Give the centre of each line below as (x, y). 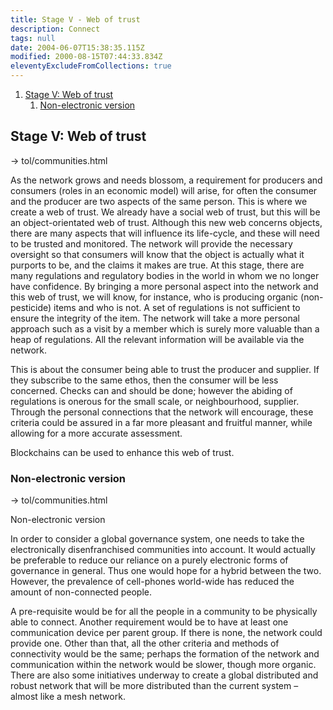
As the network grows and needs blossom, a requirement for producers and (166, 180)
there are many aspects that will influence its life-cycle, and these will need (165, 233)
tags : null (33, 38)
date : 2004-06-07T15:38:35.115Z (77, 47)
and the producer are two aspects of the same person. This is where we (159, 201)
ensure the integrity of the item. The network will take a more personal (155, 318)
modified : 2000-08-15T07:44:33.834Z (86, 57)
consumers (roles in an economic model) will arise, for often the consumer (164, 190)
